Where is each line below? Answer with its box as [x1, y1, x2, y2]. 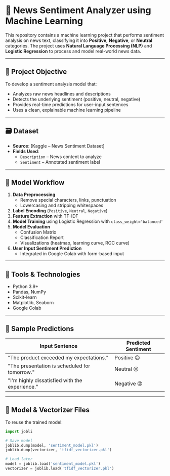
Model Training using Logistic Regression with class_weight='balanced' [12, 218, 163, 224]
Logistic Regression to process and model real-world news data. [5, 48, 142, 54]
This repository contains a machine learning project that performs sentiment [5, 32, 164, 38]
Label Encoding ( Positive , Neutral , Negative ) [12, 208, 108, 214]
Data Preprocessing [12, 192, 56, 198]
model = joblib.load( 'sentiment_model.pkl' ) [5, 461, 101, 466]
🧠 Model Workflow [5, 178, 65, 186]
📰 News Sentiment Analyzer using [5, 5, 151, 16]
